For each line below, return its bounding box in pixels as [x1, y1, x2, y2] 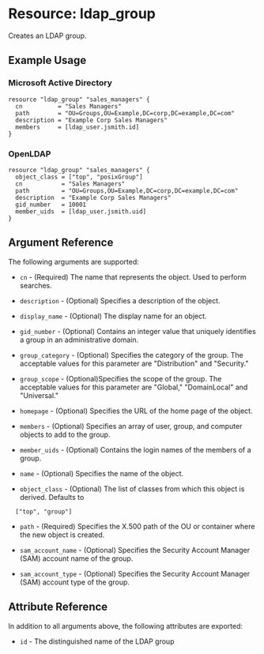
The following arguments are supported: [8, 257, 140, 266]
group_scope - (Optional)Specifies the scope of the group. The [19, 374, 222, 383]
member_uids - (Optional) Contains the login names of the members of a [19, 445, 251, 454]
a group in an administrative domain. [19, 335, 139, 344]
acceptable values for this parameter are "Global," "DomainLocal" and [19, 382, 248, 392]
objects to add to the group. [19, 430, 111, 439]
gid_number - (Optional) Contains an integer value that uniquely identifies [19, 326, 257, 336]
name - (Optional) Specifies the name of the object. [19, 468, 184, 478]
